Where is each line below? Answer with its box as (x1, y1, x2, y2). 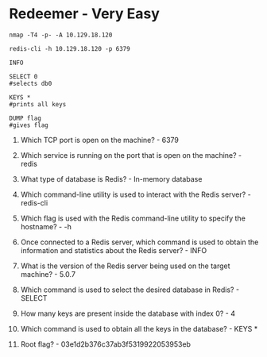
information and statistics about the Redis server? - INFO (20, 245, 207, 255)
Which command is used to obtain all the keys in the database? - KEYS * (20, 324, 258, 333)
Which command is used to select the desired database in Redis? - (20, 285, 240, 294)
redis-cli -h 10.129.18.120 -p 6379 (9, 44, 130, 52)
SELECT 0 (9, 72, 38, 80)
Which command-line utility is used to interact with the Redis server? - (20, 190, 251, 199)
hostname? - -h (20, 221, 72, 231)
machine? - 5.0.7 (20, 269, 76, 278)
